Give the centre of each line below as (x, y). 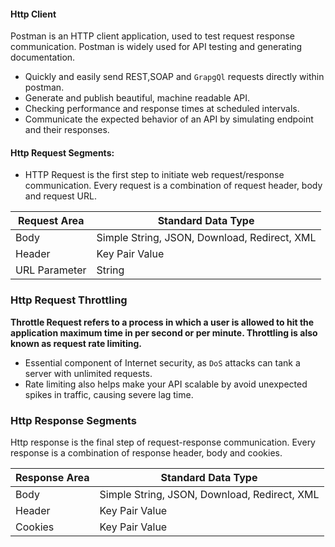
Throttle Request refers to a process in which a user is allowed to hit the (162, 322)
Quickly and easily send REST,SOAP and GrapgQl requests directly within (174, 77)
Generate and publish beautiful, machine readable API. (137, 98)
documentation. (43, 57)
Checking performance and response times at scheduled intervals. (162, 109)
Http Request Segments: (62, 152)
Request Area (51, 221)
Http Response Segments (73, 420)
